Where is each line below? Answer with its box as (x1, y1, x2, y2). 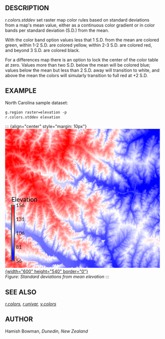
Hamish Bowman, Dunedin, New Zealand (5, 328, 88, 334)
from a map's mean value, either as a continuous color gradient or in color (5, 22, 155, 28)
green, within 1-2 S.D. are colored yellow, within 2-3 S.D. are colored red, (5, 42, 152, 48)
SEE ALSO (5, 288, 37, 296)
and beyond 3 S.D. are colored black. (5, 47, 80, 53)
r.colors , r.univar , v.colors (5, 301, 56, 307)
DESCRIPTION (5, 4, 49, 12)
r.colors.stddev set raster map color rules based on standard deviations (5, 17, 150, 23)
